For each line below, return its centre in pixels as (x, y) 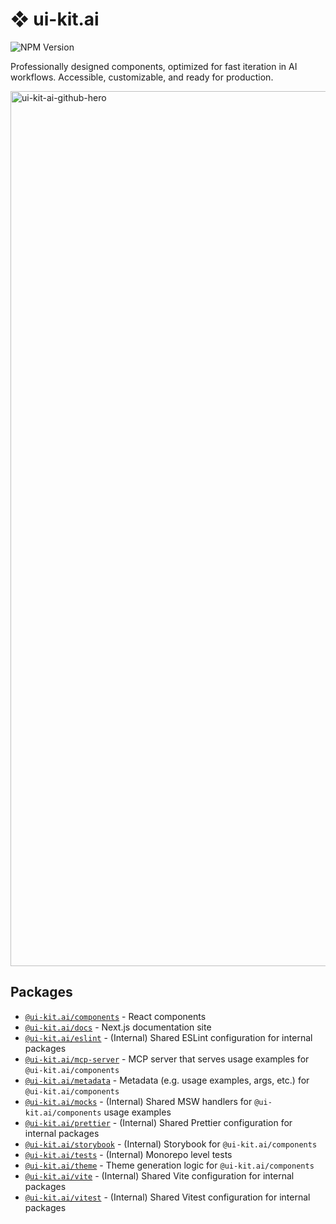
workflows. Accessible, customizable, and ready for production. (142, 77)
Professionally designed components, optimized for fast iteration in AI (154, 66)
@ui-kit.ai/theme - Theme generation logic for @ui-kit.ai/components (169, 1165)
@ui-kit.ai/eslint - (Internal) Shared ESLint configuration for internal (168, 1037)
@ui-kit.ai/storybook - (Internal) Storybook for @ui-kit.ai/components (171, 1144)
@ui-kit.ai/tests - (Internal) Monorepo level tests (128, 1154)
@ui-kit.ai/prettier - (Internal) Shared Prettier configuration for (158, 1122)
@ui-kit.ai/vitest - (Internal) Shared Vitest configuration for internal (167, 1197)
